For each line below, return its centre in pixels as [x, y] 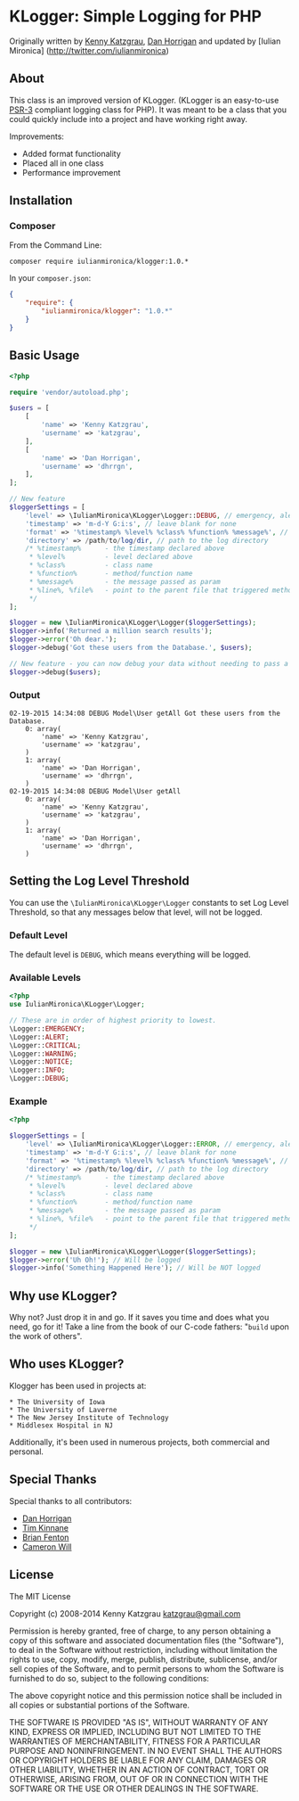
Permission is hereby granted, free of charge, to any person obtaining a [140, 1631]
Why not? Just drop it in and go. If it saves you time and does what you [139, 1318]
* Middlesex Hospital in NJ [61, 1425]
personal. [27, 1451]
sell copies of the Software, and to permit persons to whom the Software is [147, 1668]
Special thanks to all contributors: [71, 1501]
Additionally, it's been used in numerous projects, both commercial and [139, 1442]
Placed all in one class [63, 163]
